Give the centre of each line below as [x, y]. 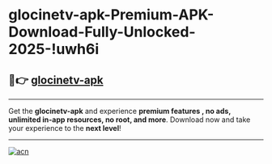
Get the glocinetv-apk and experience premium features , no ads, [120, 111]
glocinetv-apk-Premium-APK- [111, 15]
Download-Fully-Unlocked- [102, 32]
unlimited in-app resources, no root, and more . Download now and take [130, 120]
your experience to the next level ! [65, 128]
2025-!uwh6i [54, 49]
